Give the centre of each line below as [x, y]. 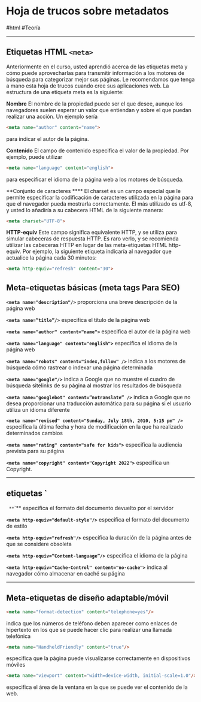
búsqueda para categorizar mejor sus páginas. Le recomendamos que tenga [100, 79]
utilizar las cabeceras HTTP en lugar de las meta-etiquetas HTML [87, 245]
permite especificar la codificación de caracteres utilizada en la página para [100, 197]
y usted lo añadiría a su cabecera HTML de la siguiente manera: [85, 210]
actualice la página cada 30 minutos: [51, 258]
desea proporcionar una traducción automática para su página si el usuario [99, 403]
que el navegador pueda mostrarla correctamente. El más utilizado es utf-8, [99, 204]
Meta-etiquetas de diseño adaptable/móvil [88, 598]
